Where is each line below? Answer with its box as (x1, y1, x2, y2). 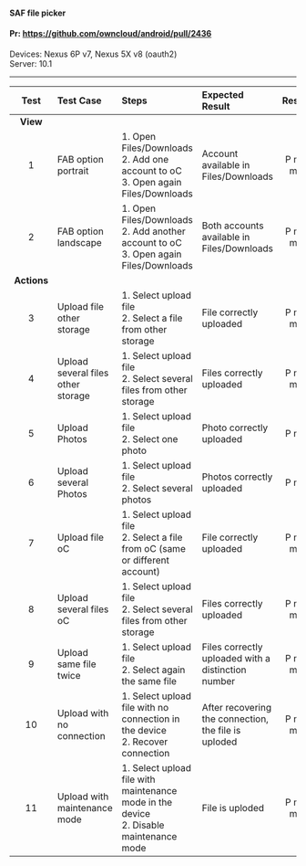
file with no (121, 701, 169, 713)
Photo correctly (201, 421, 269, 434)
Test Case (56, 94, 102, 107)
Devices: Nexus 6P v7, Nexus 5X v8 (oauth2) (9, 48, 178, 59)
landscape (56, 236, 102, 248)
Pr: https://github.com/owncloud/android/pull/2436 (9, 28, 212, 39)
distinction (201, 663, 247, 676)
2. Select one (121, 432, 178, 445)
